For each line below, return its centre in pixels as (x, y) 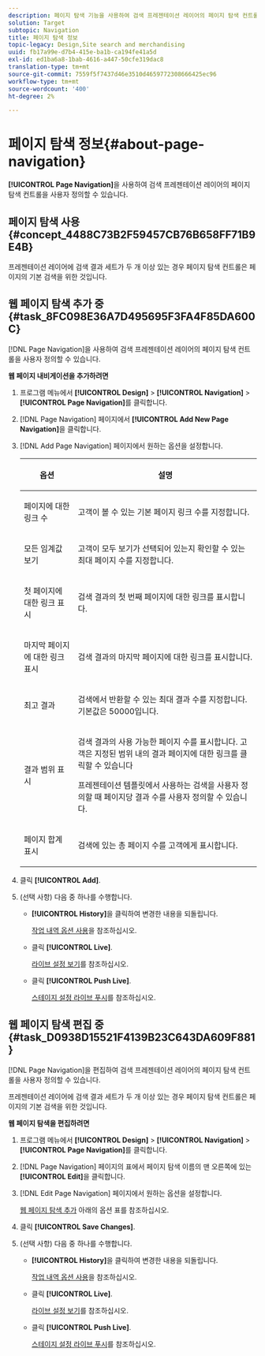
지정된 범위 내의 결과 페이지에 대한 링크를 (166, 753)
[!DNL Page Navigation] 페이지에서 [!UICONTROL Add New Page (124, 419)
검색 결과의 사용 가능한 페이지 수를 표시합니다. (158, 742)
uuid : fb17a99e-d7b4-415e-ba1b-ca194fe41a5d (82, 52)
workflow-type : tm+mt (44, 81)
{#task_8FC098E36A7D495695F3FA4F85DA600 (132, 317)
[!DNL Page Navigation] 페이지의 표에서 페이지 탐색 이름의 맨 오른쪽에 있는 (136, 1166)
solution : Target (37, 23)
